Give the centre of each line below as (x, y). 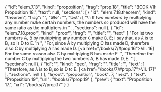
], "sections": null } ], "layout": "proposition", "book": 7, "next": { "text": (76, 74)
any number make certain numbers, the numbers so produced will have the (80, 22)
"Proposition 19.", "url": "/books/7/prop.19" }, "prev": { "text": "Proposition (79, 79)
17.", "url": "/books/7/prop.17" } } (37, 84)
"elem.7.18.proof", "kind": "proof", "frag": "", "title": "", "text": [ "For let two (79, 33)
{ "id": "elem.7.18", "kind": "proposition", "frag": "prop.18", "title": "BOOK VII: (81, 7)
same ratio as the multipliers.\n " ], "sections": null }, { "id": (64, 28)
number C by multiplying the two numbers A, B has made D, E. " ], (71, 59)
